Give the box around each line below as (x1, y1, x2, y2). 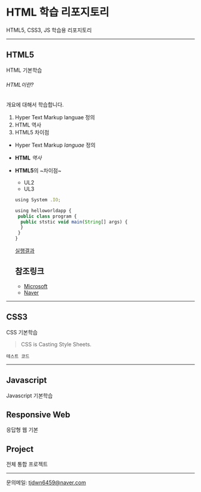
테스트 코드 (6, 353, 30, 360)
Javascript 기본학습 (6, 392, 53, 399)
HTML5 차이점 (14, 128, 50, 135)
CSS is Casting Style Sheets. (20, 340, 92, 348)
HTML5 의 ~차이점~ (14, 167, 62, 174)
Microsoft (23, 282, 48, 289)
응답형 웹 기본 (6, 426, 39, 433)
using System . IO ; (14, 197, 61, 203)
